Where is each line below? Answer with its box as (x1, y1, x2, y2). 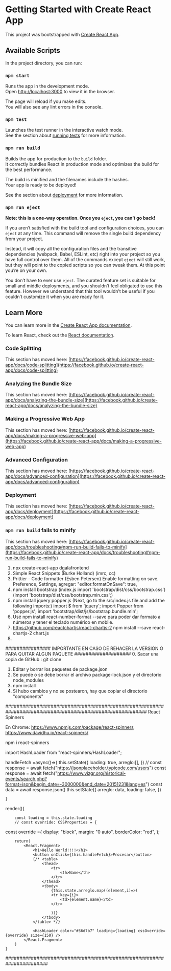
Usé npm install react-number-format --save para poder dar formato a (12, 614, 161, 620)
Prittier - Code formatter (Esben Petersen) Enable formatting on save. (12, 575, 159, 582)
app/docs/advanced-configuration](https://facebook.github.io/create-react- (5, 473, 166, 479)
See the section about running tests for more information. (5, 132, 126, 139)
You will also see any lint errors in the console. (5, 104, 103, 110)
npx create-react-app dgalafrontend (12, 564, 89, 571)
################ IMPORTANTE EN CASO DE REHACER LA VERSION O (5, 645, 163, 651)
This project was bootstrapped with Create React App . (5, 31, 120, 37)
